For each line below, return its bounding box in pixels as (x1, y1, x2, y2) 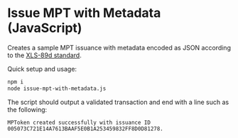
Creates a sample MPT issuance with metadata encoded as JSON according (7, 43, 231, 52)
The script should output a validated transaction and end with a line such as (7, 98, 229, 106)
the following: (7, 105, 48, 114)
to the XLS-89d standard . (7, 51, 82, 59)
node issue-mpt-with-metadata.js (7, 85, 107, 92)
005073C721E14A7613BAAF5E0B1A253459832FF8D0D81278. (7, 125, 163, 132)
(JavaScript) (7, 20, 82, 36)
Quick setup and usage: (7, 64, 77, 73)
